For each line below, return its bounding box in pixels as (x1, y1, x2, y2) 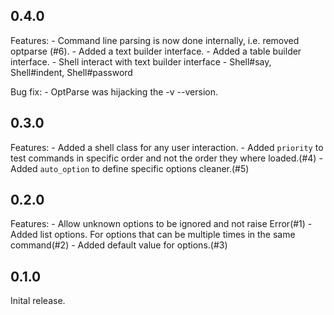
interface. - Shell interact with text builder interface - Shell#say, (10, 55, 272, 68)
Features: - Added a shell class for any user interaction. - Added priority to (10, 141, 324, 153)
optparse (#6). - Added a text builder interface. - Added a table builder (10, 45, 302, 57)
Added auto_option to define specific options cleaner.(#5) (10, 162, 250, 174)
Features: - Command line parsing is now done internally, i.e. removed (10, 34, 300, 46)
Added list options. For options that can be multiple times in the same (10, 229, 296, 241)
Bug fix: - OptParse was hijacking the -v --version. (10, 85, 218, 98)
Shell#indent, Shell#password (10, 66, 133, 78)
